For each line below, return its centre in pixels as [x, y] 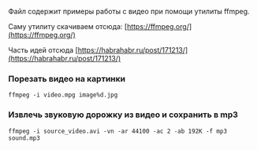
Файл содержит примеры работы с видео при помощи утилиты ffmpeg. [129, 11]
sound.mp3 [24, 138]
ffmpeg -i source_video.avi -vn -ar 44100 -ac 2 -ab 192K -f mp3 [117, 131]
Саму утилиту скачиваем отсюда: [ [68, 26]
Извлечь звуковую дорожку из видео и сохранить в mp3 [123, 115]
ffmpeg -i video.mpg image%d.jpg [63, 95]
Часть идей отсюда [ [43, 50]
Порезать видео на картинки [67, 79]
